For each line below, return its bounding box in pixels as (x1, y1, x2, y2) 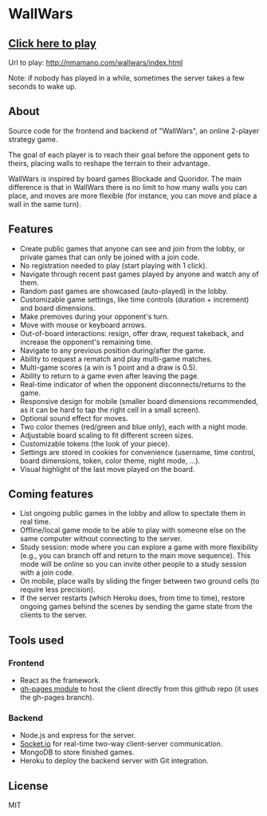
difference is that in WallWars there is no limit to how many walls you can (8, 182, 247, 192)
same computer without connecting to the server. (19, 534, 183, 544)
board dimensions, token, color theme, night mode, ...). (19, 456, 201, 465)
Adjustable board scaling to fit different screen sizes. (19, 430, 194, 440)
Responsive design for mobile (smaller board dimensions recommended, (19, 396, 259, 406)
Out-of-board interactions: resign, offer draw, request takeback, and (19, 328, 245, 338)
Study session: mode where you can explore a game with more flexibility (19, 542, 259, 552)
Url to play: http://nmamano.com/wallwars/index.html (8, 57, 183, 67)
